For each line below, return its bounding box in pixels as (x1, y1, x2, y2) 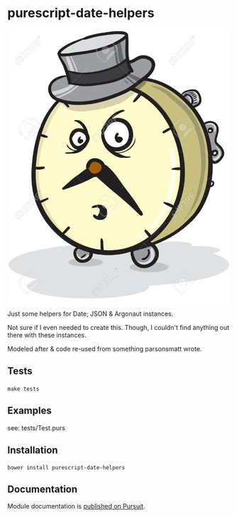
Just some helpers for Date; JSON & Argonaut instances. (7, 309, 174, 318)
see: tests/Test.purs (7, 423, 66, 432)
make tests (7, 385, 40, 393)
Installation (7, 444, 58, 457)
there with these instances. (7, 331, 87, 339)
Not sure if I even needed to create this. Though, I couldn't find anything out (7, 324, 230, 332)
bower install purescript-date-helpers (7, 464, 126, 471)
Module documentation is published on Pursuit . (7, 502, 145, 511)
